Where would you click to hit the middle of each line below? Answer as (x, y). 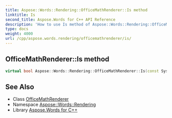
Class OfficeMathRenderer (41, 99)
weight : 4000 (19, 34)
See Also (20, 87)
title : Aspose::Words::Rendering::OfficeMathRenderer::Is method (76, 10)
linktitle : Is (20, 15)
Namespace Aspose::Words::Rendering (54, 105)
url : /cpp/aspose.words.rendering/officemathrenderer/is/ (68, 39)
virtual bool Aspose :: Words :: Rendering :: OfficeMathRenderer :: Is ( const (82, 71)
